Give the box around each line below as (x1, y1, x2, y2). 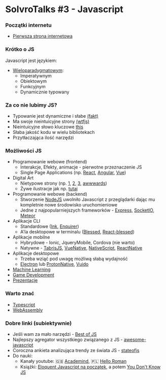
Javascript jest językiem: (5, 57, 57, 63)
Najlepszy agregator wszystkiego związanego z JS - (12, 336, 123, 342)
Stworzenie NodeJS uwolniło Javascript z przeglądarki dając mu (20, 196, 155, 202)
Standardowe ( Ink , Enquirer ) (20, 223, 80, 229)
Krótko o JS (5, 46, 35, 53)
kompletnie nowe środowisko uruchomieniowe (20, 202, 118, 208)
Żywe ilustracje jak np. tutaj (20, 186, 78, 192)
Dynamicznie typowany (20, 89, 70, 95)
